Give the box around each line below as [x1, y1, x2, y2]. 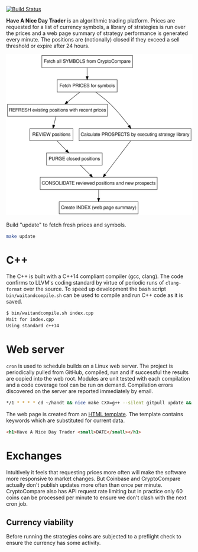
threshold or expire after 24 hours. [6, 42, 90, 49]
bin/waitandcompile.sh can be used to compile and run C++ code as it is [6, 292, 183, 299]
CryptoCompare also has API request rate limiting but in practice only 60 [6, 487, 183, 494]
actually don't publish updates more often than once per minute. [6, 481, 163, 489]
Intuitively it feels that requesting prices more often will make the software [6, 468, 187, 476]
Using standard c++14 [6, 323, 60, 329]
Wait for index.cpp [6, 317, 54, 323]
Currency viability [6, 518, 74, 528]
